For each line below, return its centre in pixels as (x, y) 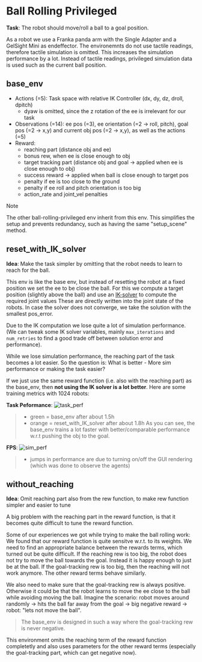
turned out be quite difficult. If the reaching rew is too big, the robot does (97, 554)
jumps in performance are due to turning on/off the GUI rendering (111, 459)
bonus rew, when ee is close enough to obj (77, 156)
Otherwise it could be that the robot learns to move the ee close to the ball (98, 591)
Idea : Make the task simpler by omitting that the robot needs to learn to (94, 263)
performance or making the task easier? (56, 369)
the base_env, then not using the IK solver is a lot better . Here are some (96, 387)
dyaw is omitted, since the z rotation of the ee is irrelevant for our (105, 111)
